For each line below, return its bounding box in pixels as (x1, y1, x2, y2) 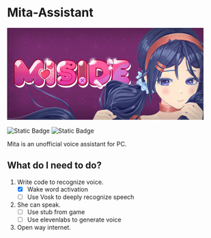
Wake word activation (27, 185, 89, 193)
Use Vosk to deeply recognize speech (27, 193, 135, 201)
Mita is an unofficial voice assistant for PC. (7, 140, 127, 148)
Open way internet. (16, 224, 72, 231)
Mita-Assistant (7, 5, 94, 21)
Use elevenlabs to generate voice (27, 215, 122, 224)
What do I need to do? (7, 159, 102, 172)
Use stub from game (27, 207, 85, 216)
